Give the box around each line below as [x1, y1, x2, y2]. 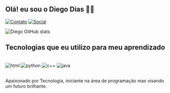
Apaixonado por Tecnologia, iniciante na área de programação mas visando [5, 78, 164, 84]
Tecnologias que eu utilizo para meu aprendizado [5, 43, 165, 52]
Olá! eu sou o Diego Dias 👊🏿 [5, 5, 95, 14]
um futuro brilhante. [5, 83, 47, 89]
